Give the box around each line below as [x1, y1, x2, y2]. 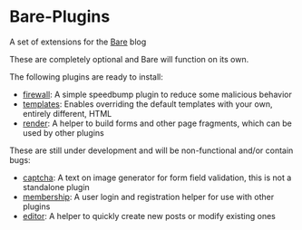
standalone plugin [22, 181, 91, 192]
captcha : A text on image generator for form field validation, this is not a [22, 172, 292, 183]
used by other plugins [22, 127, 104, 138]
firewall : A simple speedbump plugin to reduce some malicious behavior [22, 89, 292, 100]
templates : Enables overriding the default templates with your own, [22, 98, 273, 110]
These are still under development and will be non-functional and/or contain [9, 145, 294, 156]
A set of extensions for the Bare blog [9, 36, 147, 47]
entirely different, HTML [22, 108, 112, 119]
